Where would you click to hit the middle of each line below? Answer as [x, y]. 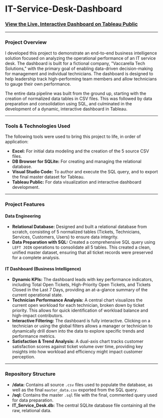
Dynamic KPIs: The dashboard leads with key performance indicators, [82, 280]
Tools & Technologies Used [38, 126]
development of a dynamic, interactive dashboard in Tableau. [66, 109]
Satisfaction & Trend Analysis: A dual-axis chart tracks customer [78, 341]
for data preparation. [33, 400]
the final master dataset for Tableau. [48, 177]
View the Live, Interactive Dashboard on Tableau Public [72, 24]
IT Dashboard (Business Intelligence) [43, 268]
